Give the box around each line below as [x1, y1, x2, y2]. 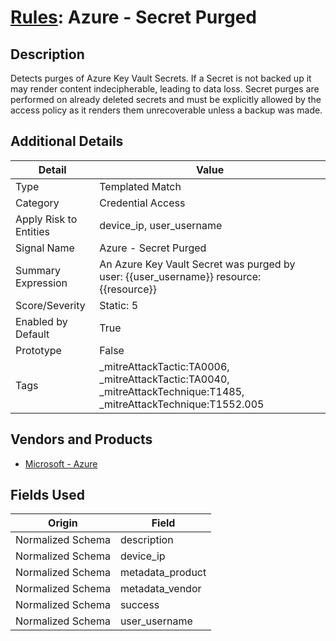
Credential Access [99, 196, 186, 210]
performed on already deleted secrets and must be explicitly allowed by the [10, 94, 322, 105]
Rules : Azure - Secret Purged [10, 6, 257, 29]
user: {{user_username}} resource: [99, 269, 262, 283]
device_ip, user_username [99, 218, 223, 232]
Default [15, 327, 50, 341]
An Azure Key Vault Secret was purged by [99, 257, 296, 271]
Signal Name [15, 241, 75, 255]
